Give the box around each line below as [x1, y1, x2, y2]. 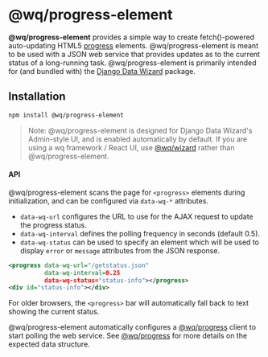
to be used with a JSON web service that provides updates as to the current [8, 49, 260, 59]
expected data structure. [8, 339, 90, 349]
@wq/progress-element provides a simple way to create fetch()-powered [8, 32, 255, 42]
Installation [8, 90, 66, 104]
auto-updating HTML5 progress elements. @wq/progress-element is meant [8, 40, 259, 50]
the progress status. [19, 220, 87, 230]
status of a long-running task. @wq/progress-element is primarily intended [8, 58, 257, 68]
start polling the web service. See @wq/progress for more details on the [8, 331, 248, 341]
